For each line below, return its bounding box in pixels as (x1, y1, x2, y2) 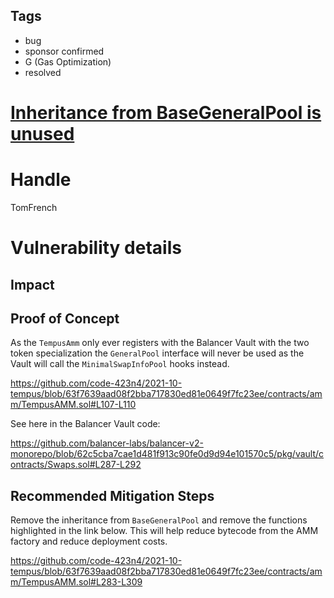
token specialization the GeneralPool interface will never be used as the (10, 347, 305, 359)
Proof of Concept (10, 310, 120, 327)
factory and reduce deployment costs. (10, 535, 168, 548)
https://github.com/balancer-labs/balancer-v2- (10, 437, 204, 449)
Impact (10, 276, 55, 293)
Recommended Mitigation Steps (10, 487, 215, 504)
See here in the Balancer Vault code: (10, 418, 161, 430)
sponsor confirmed (24, 45, 105, 57)
